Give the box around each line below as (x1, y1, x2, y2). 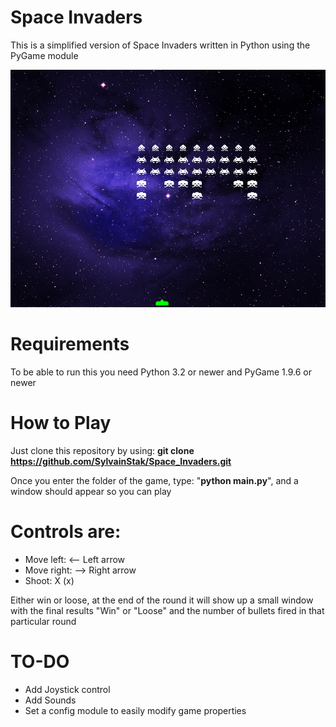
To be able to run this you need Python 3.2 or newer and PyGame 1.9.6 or (10, 366, 313, 378)
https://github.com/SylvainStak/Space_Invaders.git (10, 455, 232, 467)
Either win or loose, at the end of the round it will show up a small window (10, 594, 314, 606)
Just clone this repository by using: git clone (10, 444, 195, 456)
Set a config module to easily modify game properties (24, 704, 247, 716)
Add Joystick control (24, 683, 111, 695)
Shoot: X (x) (24, 574, 75, 586)
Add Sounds (24, 694, 77, 706)
